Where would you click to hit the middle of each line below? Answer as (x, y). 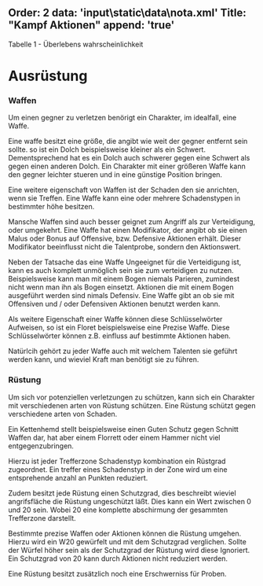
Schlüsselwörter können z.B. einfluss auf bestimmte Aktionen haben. (120, 336)
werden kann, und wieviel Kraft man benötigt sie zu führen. (104, 359)
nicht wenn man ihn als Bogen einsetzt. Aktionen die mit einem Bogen (121, 287)
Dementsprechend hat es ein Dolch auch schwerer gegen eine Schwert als (129, 158)
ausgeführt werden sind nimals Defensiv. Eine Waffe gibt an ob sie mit (121, 296)
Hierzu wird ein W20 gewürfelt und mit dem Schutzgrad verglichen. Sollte (128, 541)
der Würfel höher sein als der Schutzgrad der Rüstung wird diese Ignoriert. (129, 550)
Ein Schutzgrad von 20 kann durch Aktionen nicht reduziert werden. (118, 558)
